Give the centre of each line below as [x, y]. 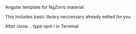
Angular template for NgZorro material [44, 7]
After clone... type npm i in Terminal [42, 26]
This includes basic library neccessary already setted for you [68, 17]
